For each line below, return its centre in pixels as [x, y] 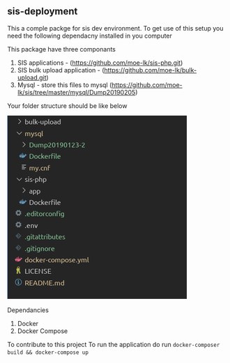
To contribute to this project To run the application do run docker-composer [114, 344]
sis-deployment [43, 11]
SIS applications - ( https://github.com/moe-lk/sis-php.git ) [100, 63]
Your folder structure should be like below [67, 106]
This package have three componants [62, 49]
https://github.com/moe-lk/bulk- [151, 70]
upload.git [32, 77]
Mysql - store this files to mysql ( [64, 85]
